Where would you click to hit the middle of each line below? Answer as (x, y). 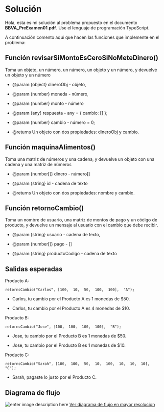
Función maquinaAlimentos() (50, 147)
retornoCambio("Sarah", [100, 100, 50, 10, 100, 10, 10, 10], (78, 364)
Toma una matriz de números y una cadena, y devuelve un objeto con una (80, 159)
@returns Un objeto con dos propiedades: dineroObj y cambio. (75, 132)
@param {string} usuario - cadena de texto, (56, 235)
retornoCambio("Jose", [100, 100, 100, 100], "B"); (63, 327)
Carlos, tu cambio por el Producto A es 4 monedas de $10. (71, 308)
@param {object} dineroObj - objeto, (49, 84)
